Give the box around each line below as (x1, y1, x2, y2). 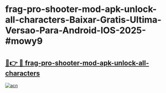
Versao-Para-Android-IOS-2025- (5, 25, 146, 36)
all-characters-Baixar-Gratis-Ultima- (5, 14, 161, 25)
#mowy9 (5, 35, 43, 47)
